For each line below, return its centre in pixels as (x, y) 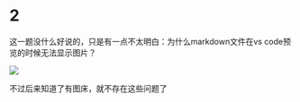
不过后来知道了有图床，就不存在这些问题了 (88, 88)
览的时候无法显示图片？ (53, 52)
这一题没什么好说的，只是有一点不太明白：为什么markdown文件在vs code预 (150, 41)
